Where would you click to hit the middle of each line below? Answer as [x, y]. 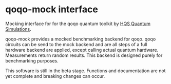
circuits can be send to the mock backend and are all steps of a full [76, 44]
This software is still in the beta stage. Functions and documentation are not [85, 71]
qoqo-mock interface [52, 9]
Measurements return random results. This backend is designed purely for [84, 55]
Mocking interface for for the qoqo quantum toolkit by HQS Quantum [78, 24]
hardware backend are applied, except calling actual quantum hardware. [82, 50]
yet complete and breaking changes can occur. [55, 76]
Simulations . [18, 29]
